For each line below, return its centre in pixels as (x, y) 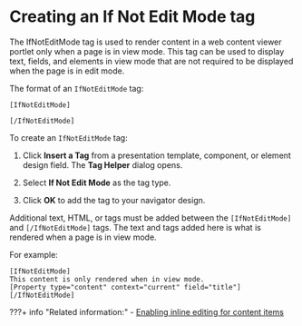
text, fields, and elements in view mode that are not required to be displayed (151, 61)
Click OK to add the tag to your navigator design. (114, 200)
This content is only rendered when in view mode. (107, 279)
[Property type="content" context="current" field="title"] (126, 287)
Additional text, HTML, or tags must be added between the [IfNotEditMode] (151, 217)
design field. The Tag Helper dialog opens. (102, 164)
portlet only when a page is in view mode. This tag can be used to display (147, 51)
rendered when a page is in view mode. (83, 237)
